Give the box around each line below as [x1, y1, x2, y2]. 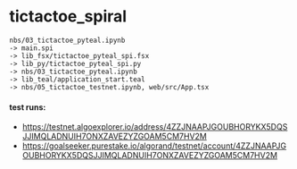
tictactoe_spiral [9, 6, 128, 27]
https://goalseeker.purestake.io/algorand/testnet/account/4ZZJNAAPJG [21, 140, 287, 151]
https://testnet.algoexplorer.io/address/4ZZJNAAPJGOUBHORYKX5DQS [21, 122, 288, 132]
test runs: [9, 101, 46, 113]
